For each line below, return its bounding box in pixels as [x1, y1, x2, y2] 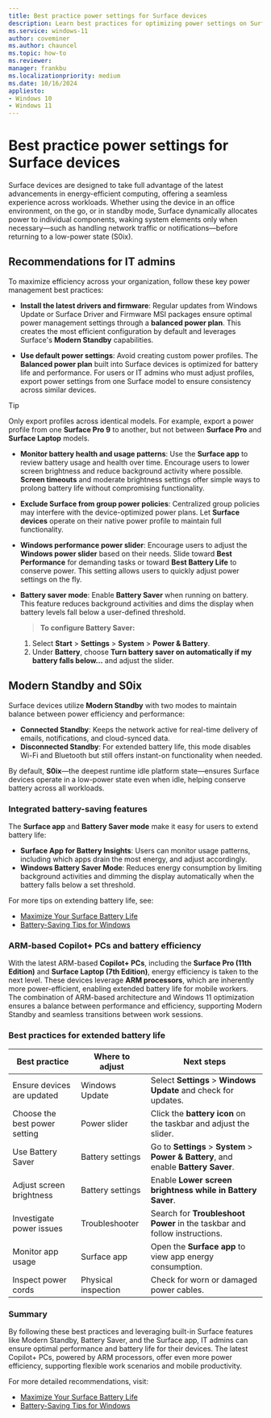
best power [12, 1118, 56, 1129]
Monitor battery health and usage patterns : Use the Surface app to [19, 448, 248, 458]
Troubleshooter [80, 1217, 140, 1228]
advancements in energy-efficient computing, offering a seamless [8, 189, 228, 198]
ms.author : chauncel [8, 42, 78, 50]
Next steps [182, 1056, 227, 1067]
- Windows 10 [8, 94, 52, 102]
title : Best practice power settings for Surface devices [8, 11, 207, 20]
